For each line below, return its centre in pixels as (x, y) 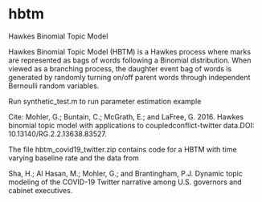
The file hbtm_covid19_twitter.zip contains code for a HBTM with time (123, 149)
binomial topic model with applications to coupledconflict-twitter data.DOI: (131, 125)
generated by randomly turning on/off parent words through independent (129, 77)
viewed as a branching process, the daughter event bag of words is (120, 68)
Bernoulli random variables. (54, 86)
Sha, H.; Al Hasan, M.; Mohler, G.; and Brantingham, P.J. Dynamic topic (126, 173)
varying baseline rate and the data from (74, 158)
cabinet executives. (41, 190)
